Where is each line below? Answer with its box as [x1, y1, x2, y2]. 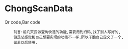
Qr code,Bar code [4, 19, 41, 25]
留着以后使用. [13, 40, 38, 45]
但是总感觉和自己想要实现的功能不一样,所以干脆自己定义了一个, [13, 35, 124, 40]
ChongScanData [4, 3, 73, 14]
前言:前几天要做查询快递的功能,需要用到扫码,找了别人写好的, [13, 29, 121, 34]
